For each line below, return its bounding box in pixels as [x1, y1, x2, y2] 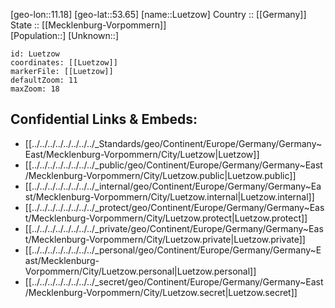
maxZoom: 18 [10, 84, 60, 94]
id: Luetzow [10, 49, 60, 59]
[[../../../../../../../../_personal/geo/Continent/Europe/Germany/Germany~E [24, 244, 322, 256]
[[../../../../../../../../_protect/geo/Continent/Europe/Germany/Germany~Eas [24, 201, 325, 213]
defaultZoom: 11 [10, 75, 78, 85]
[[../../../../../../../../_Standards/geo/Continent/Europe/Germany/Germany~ [24, 137, 323, 149]
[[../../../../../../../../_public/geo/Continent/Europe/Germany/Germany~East [24, 159, 323, 171]
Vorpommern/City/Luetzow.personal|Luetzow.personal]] [24, 265, 257, 277]
